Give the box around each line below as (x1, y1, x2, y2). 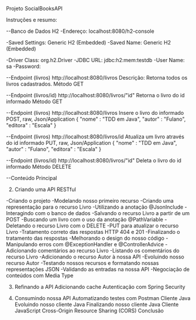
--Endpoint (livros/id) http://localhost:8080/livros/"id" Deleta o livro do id (6, 157, 181, 164)
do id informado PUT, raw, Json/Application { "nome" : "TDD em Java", (6, 139, 177, 146)
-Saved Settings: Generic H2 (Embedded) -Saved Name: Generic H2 (6, 39, 171, 46)
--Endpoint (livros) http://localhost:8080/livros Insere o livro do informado (6, 110, 184, 116)
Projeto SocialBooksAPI (6, 5, 63, 12)
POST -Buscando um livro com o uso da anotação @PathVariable (6, 216, 164, 223)
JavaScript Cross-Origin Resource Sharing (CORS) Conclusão (14, 307, 164, 314)
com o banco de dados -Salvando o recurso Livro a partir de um (35, 210, 190, 216)
